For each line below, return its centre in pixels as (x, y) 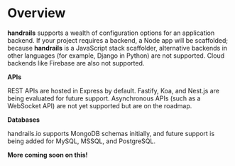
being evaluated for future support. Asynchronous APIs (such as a (104, 98)
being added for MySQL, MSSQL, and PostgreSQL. (82, 141)
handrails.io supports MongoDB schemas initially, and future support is (111, 133)
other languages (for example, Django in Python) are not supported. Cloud (116, 56)
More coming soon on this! (48, 155)
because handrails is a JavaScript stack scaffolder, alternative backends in (117, 48)
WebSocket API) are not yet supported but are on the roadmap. (100, 105)
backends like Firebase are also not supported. (76, 63)
